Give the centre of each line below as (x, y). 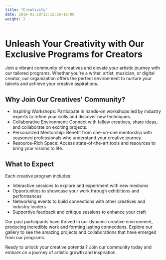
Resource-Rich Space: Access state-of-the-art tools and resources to (84, 143)
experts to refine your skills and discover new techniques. (72, 117)
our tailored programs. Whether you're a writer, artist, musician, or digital (80, 73)
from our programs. (25, 237)
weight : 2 (15, 19)
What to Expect (29, 164)
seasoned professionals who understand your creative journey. (77, 138)
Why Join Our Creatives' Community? (65, 99)
